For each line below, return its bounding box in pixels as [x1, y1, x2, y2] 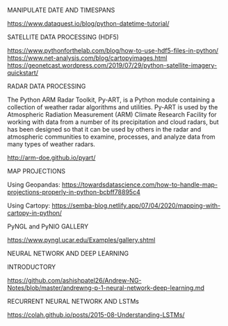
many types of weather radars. [7, 140, 96, 148]
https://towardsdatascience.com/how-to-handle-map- [61, 180, 218, 189]
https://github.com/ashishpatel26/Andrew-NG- [7, 277, 142, 284]
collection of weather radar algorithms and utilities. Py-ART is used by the [7, 103, 218, 111]
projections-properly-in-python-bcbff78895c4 [7, 188, 140, 196]
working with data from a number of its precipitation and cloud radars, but [7, 118, 219, 126]
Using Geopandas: [7, 180, 60, 189]
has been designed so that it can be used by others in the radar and [7, 125, 202, 133]
